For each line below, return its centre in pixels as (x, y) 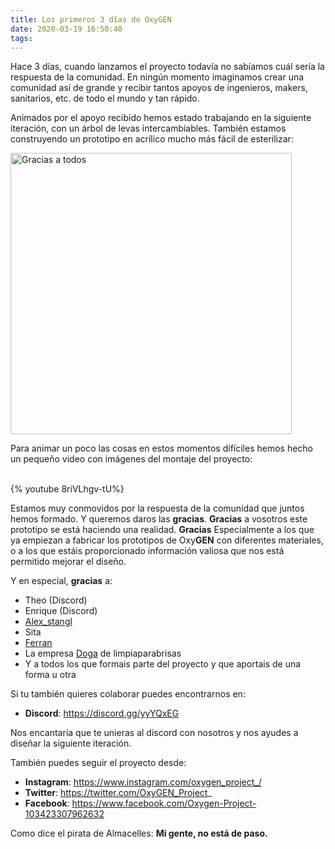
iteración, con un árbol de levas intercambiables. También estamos (148, 128)
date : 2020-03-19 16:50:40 (66, 29)
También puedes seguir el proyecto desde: (98, 763)
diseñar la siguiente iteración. (71, 743)
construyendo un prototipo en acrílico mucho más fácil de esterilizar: (152, 139)
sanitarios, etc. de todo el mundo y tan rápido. (105, 98)
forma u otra (50, 675)
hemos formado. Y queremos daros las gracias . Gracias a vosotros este (159, 519)
